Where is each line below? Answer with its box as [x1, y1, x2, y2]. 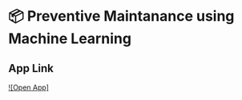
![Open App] [8, 82, 50, 92]
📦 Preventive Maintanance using [8, 7, 235, 26]
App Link [8, 62, 54, 75]
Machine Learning [8, 30, 132, 48]
